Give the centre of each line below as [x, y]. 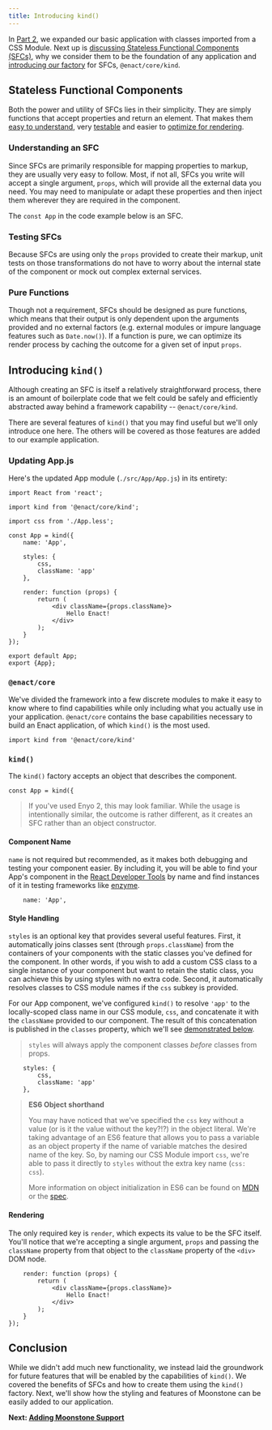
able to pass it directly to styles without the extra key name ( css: [137, 1163]
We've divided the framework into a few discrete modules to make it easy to [135, 699]
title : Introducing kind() [54, 16]
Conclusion [38, 1349]
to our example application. [54, 440]
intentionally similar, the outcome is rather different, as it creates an [140, 814]
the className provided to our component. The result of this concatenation [133, 1021]
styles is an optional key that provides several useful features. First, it [125, 936]
